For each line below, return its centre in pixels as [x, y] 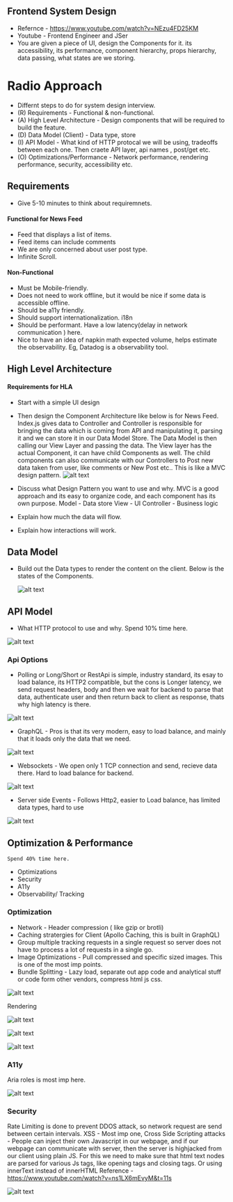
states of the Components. [55, 576]
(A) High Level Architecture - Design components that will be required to [121, 120]
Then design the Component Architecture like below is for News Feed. [118, 416]
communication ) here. [49, 332]
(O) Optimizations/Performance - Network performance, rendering [113, 157]
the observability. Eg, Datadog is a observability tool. [93, 347]
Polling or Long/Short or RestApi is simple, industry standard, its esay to [120, 675]
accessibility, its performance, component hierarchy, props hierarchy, [117, 50]
